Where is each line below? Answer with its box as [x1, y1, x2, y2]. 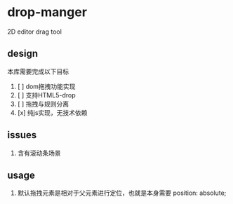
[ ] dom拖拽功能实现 [17, 82, 76, 90]
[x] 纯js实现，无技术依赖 [17, 108, 88, 116]
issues [7, 129, 37, 141]
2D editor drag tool [7, 27, 62, 36]
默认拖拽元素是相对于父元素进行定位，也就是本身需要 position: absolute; [17, 189, 227, 197]
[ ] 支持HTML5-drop [17, 90, 76, 99]
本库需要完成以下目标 [7, 67, 69, 76]
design [7, 48, 39, 60]
